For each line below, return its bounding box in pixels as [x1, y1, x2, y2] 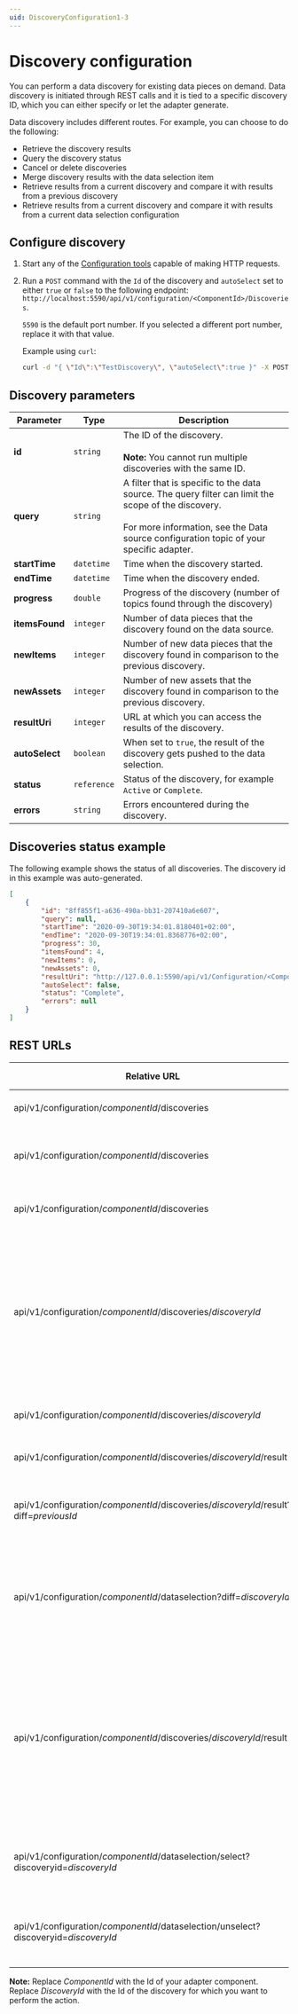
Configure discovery [9, 234, 126, 249]
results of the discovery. [122, 722, 224, 735]
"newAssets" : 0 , [41, 964, 101, 972]
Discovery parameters [9, 388, 136, 403]
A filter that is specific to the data [122, 476, 262, 489]
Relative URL [125, 1070, 180, 1082]
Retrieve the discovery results [21, 143, 131, 153]
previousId [33, 1509, 78, 1522]
